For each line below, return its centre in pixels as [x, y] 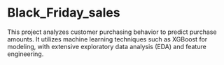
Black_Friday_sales [64, 13]
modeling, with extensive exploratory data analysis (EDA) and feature [107, 46]
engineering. [26, 54]
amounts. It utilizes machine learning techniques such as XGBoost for [107, 39]
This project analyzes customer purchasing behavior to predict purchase [112, 32]
